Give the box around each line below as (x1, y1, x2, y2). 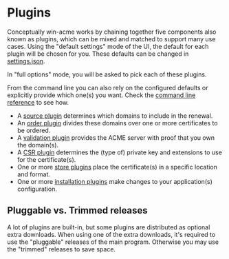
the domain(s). (17, 141, 59, 149)
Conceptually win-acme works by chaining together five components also (7, 28, 217, 36)
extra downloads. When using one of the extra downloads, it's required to (7, 230, 216, 238)
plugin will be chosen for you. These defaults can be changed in (7, 50, 189, 58)
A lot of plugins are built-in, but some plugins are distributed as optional (7, 222, 210, 231)
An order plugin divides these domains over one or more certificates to (17, 118, 218, 127)
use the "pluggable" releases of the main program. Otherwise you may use (7, 238, 219, 246)
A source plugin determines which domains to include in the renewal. (17, 112, 213, 120)
